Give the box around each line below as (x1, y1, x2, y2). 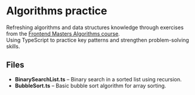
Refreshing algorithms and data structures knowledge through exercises (6, 24, 184, 31)
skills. (6, 43, 20, 50)
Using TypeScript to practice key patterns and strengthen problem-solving (6, 36, 190, 43)
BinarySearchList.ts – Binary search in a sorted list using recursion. (14, 75, 182, 83)
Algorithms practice (6, 4, 107, 18)
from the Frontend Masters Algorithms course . (6, 30, 120, 37)
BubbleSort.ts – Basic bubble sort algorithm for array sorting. (14, 82, 166, 89)
